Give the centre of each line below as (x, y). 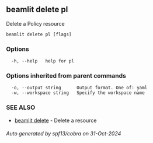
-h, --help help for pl (43, 61)
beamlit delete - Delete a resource (55, 120)
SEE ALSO (21, 107)
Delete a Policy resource (36, 23)
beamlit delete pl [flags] (39, 34)
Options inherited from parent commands (66, 76)
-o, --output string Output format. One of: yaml (79, 88)
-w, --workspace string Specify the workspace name (78, 93)
